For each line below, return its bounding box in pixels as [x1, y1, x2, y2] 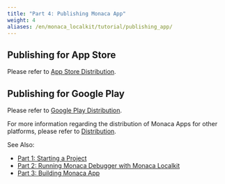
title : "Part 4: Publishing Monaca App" [7, 10, 127, 17]
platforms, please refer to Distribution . [7, 127, 116, 135]
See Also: [7, 141, 35, 148]
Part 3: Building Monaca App [17, 169, 100, 177]
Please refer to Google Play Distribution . [7, 106, 123, 114]
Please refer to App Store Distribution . [7, 68, 116, 76]
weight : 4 [7, 17, 36, 24]
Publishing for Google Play [7, 88, 125, 100]
